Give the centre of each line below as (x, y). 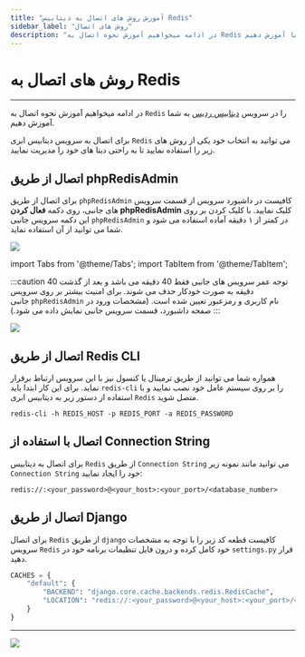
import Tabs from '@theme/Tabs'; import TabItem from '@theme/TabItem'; (149, 264)
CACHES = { (31, 575)
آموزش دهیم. (33, 123)
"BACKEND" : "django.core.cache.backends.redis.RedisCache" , (158, 592)
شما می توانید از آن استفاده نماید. (67, 230)
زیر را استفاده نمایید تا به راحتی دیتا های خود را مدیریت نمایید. (113, 150)
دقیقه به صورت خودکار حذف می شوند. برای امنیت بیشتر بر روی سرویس (132, 291)
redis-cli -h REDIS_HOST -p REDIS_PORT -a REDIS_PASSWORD (122, 414)
